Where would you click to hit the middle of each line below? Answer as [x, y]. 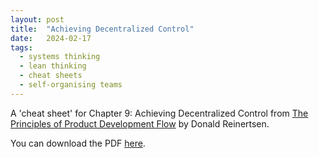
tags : [21, 47]
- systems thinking [60, 57]
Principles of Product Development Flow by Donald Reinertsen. [140, 123]
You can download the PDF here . [78, 143]
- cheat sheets [51, 76]
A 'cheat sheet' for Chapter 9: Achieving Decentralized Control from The [159, 113]
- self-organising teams [71, 85]
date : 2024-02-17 [51, 38]
